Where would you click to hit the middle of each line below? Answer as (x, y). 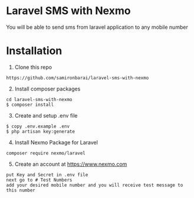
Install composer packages (47, 89)
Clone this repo (33, 67)
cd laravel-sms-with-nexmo (39, 99)
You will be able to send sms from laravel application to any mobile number (97, 27)
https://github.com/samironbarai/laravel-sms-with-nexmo (78, 78)
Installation (34, 51)
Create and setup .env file (46, 115)
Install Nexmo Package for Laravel (56, 142)
